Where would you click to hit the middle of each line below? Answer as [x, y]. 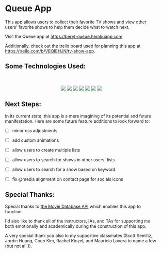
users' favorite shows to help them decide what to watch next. [67, 27]
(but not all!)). [19, 246]
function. [14, 211]
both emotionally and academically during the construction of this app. [76, 226]
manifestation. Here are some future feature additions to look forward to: [78, 121]
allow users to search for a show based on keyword [64, 169]
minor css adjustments [35, 130]
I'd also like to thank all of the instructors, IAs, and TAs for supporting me [78, 221]
